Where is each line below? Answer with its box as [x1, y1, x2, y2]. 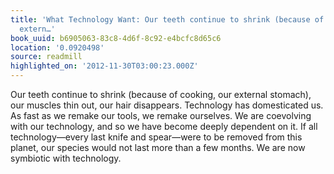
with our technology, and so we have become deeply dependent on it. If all [10, 121, 318, 132]
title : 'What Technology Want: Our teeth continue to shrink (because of [10, 14, 325, 25]
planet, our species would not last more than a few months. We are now [10, 142, 306, 153]
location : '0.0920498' [10, 42, 105, 53]
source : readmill [10, 52, 83, 62]
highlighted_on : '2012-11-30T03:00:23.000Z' [10, 61, 199, 71]
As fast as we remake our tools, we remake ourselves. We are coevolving [10, 110, 312, 121]
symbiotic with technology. [10, 152, 122, 164]
